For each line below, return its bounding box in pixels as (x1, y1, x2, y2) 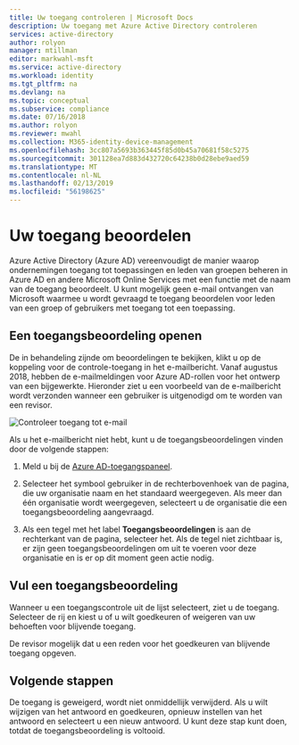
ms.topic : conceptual (9, 95, 90, 105)
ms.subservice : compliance (9, 104, 110, 113)
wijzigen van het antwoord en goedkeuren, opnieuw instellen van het (9, 707, 263, 717)
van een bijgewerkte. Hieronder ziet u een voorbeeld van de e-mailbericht (9, 380, 281, 391)
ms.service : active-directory (9, 63, 122, 72)
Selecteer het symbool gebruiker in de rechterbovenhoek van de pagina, (21, 478, 289, 489)
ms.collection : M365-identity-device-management (9, 137, 194, 146)
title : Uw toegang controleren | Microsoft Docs (9, 12, 194, 22)
